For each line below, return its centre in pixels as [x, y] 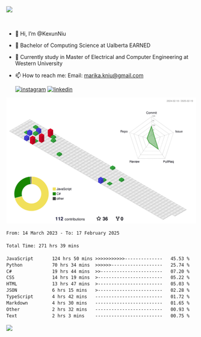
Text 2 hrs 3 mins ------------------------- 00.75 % [98, 316]
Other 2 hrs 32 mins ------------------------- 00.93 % [98, 309]
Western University [39, 63]
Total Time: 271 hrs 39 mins [43, 246]
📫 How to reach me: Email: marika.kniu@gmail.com [79, 76]
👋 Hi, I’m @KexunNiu [40, 34]
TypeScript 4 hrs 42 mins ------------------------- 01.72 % [98, 297]
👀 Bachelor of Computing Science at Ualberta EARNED [83, 45]
